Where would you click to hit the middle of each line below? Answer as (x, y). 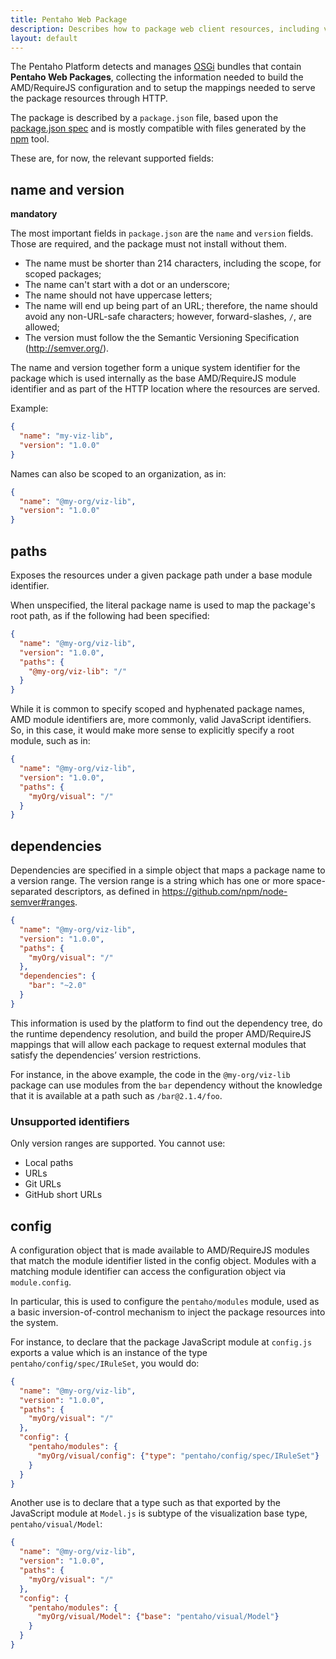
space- (311, 881)
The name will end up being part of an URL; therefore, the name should (171, 306)
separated (31, 892)
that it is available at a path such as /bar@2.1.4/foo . (116, 1095)
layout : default (44, 38)
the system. (34, 1322)
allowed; (42, 327)
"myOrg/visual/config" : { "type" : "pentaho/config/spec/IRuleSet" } (178, 1456)
